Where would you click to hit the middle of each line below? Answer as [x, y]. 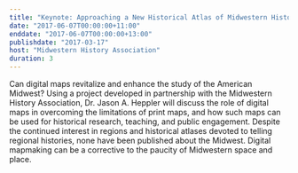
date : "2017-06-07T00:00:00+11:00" [75, 26]
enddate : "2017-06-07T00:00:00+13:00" [81, 34]
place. [21, 159]
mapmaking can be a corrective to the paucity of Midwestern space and [141, 150]
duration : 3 [31, 59]
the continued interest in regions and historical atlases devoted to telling [141, 131]
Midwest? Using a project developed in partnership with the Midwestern [141, 93]
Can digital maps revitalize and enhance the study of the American [131, 84]
